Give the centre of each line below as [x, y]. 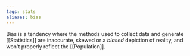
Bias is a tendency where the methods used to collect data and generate [95, 34]
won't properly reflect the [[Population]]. [56, 46]
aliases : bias [24, 17]
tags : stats [21, 11]
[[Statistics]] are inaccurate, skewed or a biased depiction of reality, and [95, 40]
